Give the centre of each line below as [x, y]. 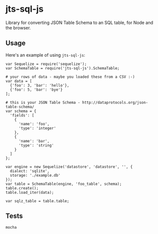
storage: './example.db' [35, 175]
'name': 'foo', [34, 124]
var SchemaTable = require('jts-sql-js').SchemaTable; [63, 68]
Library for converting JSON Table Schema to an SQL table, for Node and [79, 23]
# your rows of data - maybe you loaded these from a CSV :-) [70, 77]
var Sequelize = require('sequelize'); [46, 64]
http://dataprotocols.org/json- [115, 102]
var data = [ [19, 81]
